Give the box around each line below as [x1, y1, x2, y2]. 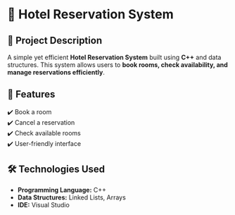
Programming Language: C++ [17, 185, 107, 194]
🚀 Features [7, 88, 56, 101]
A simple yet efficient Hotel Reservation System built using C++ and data [7, 53, 222, 61]
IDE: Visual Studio [17, 200, 70, 209]
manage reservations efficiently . [7, 68, 106, 76]
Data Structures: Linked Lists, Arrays [17, 193, 127, 202]
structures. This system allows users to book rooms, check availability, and [7, 61, 229, 69]
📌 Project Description [7, 35, 103, 47]
